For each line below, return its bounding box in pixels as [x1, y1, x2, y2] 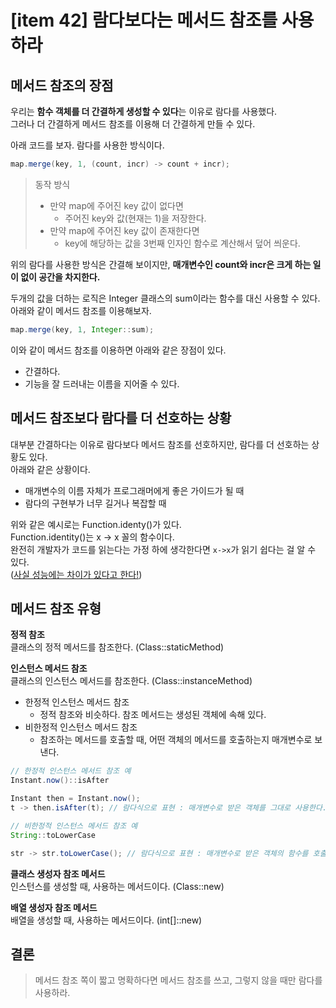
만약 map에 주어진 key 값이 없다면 [49, 199, 184, 211]
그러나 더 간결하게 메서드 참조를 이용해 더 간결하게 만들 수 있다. [10, 118, 256, 130]
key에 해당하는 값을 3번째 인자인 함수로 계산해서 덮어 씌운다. [64, 237, 301, 249]
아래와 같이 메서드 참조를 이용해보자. [10, 304, 152, 316]
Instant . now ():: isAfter [10, 776, 110, 786]
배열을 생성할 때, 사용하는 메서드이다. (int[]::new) [10, 914, 203, 926]
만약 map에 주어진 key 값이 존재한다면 [49, 224, 200, 236]
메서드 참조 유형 [10, 600, 102, 617]
